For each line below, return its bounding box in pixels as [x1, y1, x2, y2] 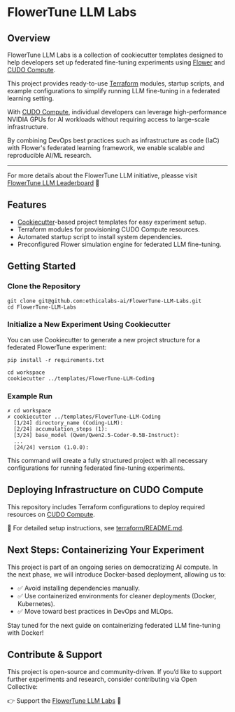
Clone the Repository [7, 281, 81, 291]
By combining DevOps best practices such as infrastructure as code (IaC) [7, 136, 220, 145]
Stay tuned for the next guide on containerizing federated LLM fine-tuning [7, 621, 221, 629]
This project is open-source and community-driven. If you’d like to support [7, 667, 222, 676]
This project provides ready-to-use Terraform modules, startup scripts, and [7, 79, 225, 88]
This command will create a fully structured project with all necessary [7, 457, 208, 465]
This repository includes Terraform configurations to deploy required [7, 502, 205, 511]
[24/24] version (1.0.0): [13, 444, 90, 451]
